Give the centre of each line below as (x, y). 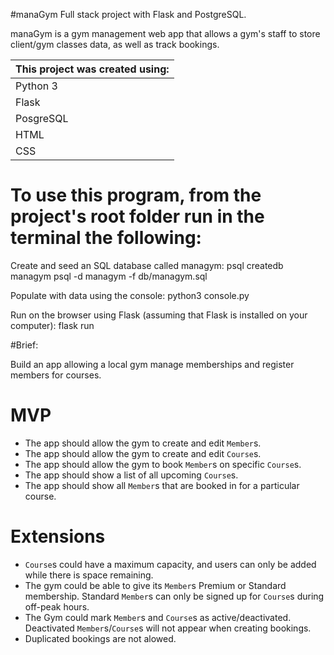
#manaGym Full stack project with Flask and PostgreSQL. (128, 14)
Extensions (58, 536)
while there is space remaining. (89, 575)
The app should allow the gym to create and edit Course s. (143, 453)
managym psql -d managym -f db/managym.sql (109, 276)
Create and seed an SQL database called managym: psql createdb (147, 265)
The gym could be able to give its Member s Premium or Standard (155, 585)
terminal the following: (106, 238)
